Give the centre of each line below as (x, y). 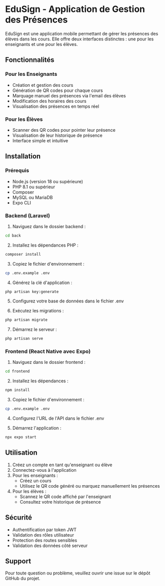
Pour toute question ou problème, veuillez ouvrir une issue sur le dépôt (78, 573)
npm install (17, 390)
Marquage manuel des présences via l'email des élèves (69, 95)
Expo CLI (22, 203)
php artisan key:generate (32, 292)
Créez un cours (36, 481)
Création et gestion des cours (43, 85)
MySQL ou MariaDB (33, 197)
